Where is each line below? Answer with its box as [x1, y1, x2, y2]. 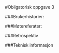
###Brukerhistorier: [5, 14, 44, 19]
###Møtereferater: [5, 23, 42, 29]
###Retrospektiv [5, 33, 39, 38]
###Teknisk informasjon [5, 42, 53, 48]
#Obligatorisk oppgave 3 [5, 4, 55, 10]
